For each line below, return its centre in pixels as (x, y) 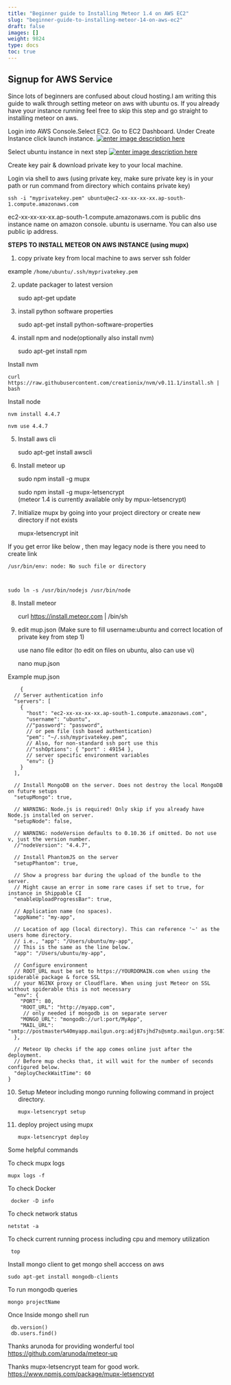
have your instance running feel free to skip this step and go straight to (108, 110)
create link (23, 553)
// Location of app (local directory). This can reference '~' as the (117, 929)
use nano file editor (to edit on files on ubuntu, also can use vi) (106, 650)
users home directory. (40, 935)
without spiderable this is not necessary (69, 989)
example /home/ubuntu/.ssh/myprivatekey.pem (73, 271)
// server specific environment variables (87, 755)
